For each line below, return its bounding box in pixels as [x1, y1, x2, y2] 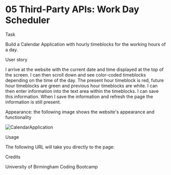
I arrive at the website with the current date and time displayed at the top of [5, 66, 164, 72]
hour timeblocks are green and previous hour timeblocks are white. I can [5, 83, 158, 89]
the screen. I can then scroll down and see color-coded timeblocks [5, 71, 146, 78]
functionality [5, 114, 32, 120]
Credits [5, 154, 21, 160]
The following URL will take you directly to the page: [5, 144, 115, 150]
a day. [5, 46, 18, 53]
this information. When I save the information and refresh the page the [5, 93, 153, 99]
